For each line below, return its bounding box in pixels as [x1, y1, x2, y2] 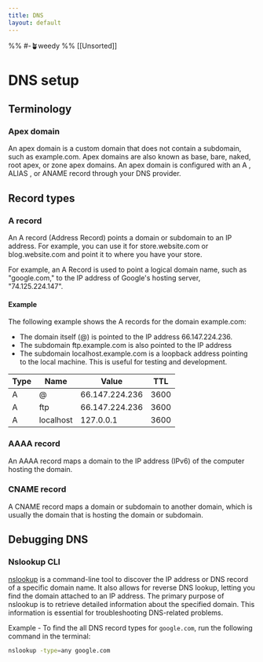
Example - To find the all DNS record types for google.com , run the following [8, 623, 253, 632]
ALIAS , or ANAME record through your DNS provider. [8, 169, 182, 178]
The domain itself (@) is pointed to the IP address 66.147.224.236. [19, 332, 233, 342]
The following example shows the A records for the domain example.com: [8, 317, 247, 327]
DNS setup [8, 71, 80, 89]
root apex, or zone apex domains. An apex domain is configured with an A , [8, 160, 251, 170]
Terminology [8, 103, 72, 116]
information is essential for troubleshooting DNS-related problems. [8, 608, 224, 617]
